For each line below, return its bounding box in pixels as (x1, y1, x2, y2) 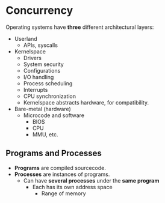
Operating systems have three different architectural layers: (5, 23, 154, 31)
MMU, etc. (32, 130, 58, 138)
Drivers (23, 54, 42, 61)
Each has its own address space (32, 183, 113, 190)
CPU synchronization (23, 92, 76, 100)
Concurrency (5, 4, 73, 17)
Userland (14, 35, 37, 42)
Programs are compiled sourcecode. (14, 164, 106, 171)
